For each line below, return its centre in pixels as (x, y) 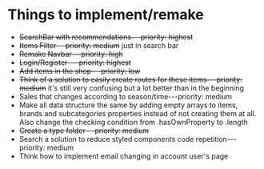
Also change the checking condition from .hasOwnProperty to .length (134, 122)
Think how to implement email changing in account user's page (124, 156)
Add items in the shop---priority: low (80, 70)
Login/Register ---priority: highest (75, 62)
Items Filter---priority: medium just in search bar (99, 45)
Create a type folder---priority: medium (84, 131)
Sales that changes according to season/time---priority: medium (126, 96)
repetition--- (216, 139)
